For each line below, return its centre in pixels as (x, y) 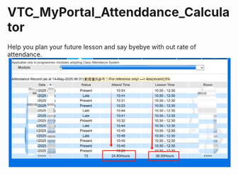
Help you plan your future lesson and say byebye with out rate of (102, 47)
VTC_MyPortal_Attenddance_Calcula (119, 12)
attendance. (25, 54)
